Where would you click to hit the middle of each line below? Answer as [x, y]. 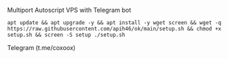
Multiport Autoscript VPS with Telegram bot [69, 10]
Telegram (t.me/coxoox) [42, 48]
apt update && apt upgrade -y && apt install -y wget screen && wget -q [114, 23]
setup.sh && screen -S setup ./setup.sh [67, 35]
